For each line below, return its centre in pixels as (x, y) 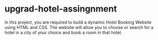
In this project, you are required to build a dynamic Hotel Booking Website (78, 22)
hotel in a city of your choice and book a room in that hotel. (63, 32)
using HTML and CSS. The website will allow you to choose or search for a (79, 27)
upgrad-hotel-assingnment (61, 9)
